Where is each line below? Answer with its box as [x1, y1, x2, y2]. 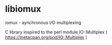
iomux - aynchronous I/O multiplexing [5, 20, 82, 25]
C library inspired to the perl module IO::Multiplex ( [5, 29, 108, 35]
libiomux [5, 3, 41, 15]
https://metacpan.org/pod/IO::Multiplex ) [5, 34, 87, 40]
